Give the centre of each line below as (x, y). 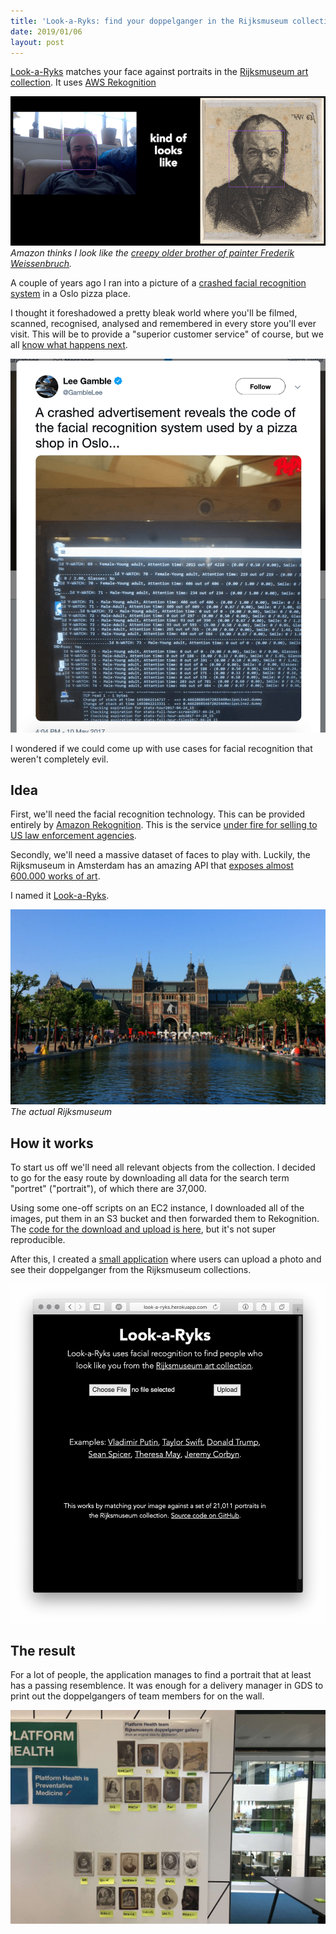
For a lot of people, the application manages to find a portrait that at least (161, 1675)
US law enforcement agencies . (73, 836)
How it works (52, 1143)
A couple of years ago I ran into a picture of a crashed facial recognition (158, 282)
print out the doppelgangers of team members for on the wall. (137, 1696)
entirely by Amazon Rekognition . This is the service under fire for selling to (164, 825)
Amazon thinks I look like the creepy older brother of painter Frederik (152, 252)
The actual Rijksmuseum (61, 1112)
